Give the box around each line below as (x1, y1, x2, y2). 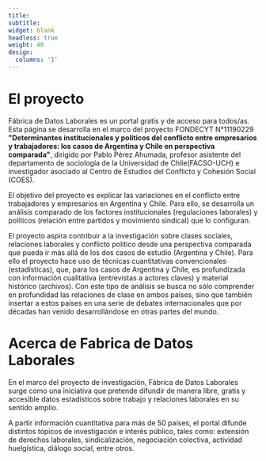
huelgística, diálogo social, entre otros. (8, 443, 135, 452)
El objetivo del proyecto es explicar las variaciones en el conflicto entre (8, 190, 240, 200)
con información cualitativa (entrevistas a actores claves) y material (8, 272, 229, 282)
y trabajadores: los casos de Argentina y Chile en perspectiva (8, 141, 215, 150)
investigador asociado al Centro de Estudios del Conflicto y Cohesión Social (8, 166, 256, 176)
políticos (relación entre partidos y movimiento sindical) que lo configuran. (8, 215, 251, 225)
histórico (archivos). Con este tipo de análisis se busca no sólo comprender (8, 281, 255, 291)
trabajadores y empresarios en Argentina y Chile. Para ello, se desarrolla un (8, 199, 255, 208)
